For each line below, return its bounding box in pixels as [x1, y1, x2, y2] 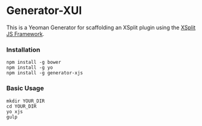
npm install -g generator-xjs [6, 70, 84, 76]
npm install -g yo [6, 65, 53, 71]
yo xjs [6, 108, 23, 114]
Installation [6, 45, 41, 54]
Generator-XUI [6, 4, 82, 18]
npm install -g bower [6, 59, 62, 66]
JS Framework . [6, 30, 45, 37]
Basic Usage [6, 84, 45, 93]
